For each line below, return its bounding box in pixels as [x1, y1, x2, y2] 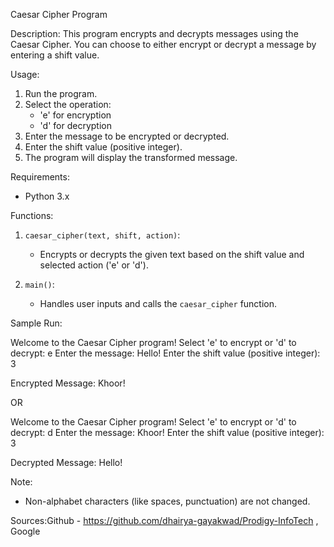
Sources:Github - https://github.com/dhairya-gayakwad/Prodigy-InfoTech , [10, 515, 319, 526]
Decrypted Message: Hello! [10, 457, 123, 468]
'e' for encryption [39, 109, 112, 121]
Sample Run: [10, 317, 63, 329]
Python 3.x [24, 190, 70, 202]
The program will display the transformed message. [24, 152, 238, 163]
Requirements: [10, 171, 70, 183]
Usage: [10, 69, 40, 80]
